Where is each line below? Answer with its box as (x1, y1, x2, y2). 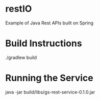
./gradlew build (5, 54, 37, 60)
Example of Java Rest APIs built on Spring (5, 20, 93, 26)
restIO (5, 3, 32, 15)
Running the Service (5, 72, 93, 84)
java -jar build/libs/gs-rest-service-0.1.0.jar (5, 89, 95, 95)
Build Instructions (5, 38, 83, 49)
